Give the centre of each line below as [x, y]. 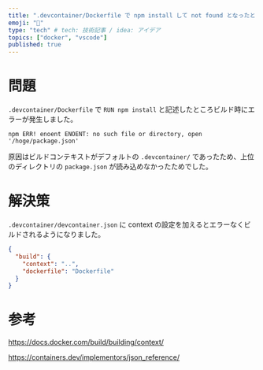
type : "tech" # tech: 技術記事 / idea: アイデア [85, 30]
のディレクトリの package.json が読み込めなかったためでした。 [110, 167]
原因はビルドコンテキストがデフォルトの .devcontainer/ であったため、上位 [131, 157]
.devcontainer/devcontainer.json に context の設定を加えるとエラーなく [126, 224]
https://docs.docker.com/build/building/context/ [86, 342]
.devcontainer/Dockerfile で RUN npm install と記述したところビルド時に [128, 109]
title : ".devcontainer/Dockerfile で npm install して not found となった [129, 15]
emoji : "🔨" [26, 23]
